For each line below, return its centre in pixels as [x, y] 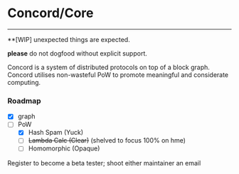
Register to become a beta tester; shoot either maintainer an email [104, 163]
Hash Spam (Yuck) [56, 133]
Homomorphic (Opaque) [64, 148]
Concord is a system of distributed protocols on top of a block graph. [108, 67]
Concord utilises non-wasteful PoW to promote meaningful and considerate [118, 75]
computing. [24, 82]
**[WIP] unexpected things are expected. [69, 39]
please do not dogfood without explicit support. [78, 53]
